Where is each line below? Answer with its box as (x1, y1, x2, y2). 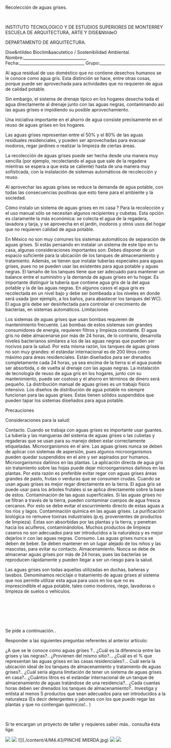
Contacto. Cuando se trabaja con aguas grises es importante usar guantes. (5, 427, 163, 433)
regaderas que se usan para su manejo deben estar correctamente (5, 438, 146, 444)
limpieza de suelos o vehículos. (5, 588, 71, 594)
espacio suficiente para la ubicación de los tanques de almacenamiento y (5, 252, 159, 258)
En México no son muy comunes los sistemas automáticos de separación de (5, 236, 165, 242)
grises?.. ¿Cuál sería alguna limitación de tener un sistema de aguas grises (5, 669, 162, 675)
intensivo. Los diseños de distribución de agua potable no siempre (5, 387, 145, 392)
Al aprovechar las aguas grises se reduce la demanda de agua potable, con (5, 184, 164, 190)
